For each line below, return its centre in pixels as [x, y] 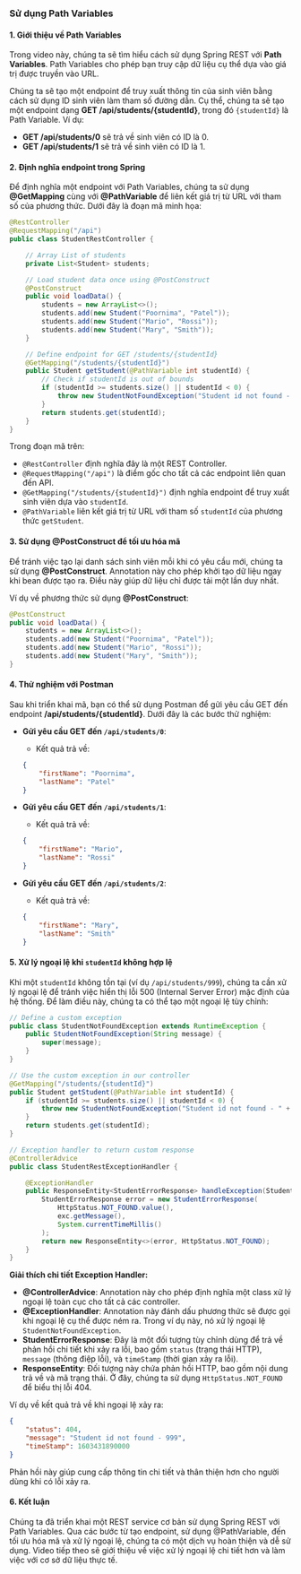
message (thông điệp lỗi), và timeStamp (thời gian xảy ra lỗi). [130, 1359]
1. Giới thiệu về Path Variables [65, 35]
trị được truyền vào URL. [54, 74]
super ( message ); [72, 1042]
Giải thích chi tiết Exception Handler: [79, 1275]
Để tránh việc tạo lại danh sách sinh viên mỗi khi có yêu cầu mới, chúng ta [146, 561]
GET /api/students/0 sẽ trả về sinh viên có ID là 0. [115, 137]
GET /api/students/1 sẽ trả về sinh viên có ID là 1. [114, 147]
